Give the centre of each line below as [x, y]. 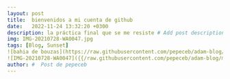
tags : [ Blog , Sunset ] [38, 45]
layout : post [26, 13]
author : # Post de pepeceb [47, 65]
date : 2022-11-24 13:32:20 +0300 [58, 26]
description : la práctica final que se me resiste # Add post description [116, 33]
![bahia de [23, 52]
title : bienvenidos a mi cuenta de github [70, 20]
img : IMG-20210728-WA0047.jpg [50, 39]
